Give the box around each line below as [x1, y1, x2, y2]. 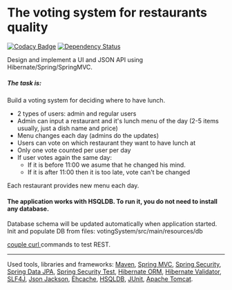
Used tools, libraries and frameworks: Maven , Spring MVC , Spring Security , [7, 260, 222, 269]
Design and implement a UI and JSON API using [7, 55, 144, 63]
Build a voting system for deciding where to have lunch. [7, 96, 166, 104]
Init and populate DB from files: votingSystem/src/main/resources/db [7, 227, 204, 236]
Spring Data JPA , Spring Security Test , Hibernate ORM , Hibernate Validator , [7, 267, 222, 276]
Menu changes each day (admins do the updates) [17, 131, 159, 139]
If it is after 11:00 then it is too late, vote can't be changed [27, 167, 191, 176]
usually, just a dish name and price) [17, 124, 119, 132]
